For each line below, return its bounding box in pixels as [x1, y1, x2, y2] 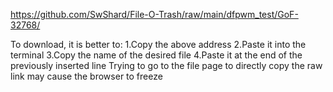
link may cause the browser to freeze [10, 70, 163, 82]
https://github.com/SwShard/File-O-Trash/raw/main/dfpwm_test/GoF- [10, 9, 299, 20]
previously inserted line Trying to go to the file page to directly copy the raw [10, 60, 323, 71]
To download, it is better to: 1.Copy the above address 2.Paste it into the [10, 39, 307, 50]
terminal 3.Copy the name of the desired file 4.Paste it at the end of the [10, 49, 303, 61]
